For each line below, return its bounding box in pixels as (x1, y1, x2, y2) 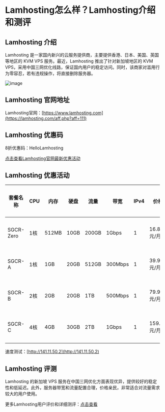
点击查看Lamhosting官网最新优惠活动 (5, 155, 81, 161)
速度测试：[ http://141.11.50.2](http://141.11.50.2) (5, 348, 99, 355)
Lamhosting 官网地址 (5, 96, 70, 104)
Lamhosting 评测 (5, 364, 57, 373)
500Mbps (106, 292, 129, 299)
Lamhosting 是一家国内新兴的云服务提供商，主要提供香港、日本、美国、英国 (5, 52, 159, 58)
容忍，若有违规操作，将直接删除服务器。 (13, 70, 96, 76)
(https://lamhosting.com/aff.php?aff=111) (5, 115, 87, 121)
